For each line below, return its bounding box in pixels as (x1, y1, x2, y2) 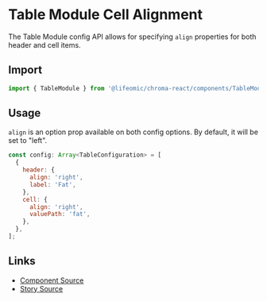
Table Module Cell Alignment (8, 6, 203, 24)
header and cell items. (8, 40, 81, 49)
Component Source (19, 276, 84, 285)
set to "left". (8, 136, 48, 145)
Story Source (19, 284, 64, 293)
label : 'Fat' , (29, 180, 77, 188)
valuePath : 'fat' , (29, 210, 91, 218)
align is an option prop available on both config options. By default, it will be (8, 127, 258, 137)
